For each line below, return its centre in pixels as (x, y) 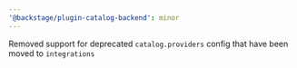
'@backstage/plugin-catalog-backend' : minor (94, 18)
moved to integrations (52, 53)
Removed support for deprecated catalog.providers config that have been (148, 44)
